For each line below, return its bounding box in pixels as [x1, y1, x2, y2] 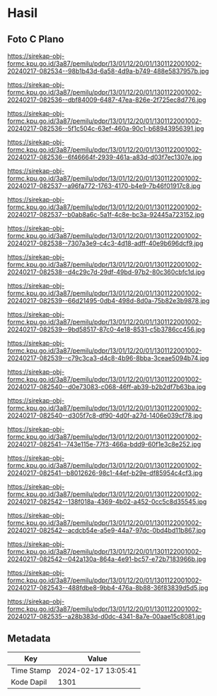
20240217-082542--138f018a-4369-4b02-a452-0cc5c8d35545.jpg [7, 497, 207, 506]
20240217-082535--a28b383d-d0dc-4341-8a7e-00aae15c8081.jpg [7, 613, 206, 620]
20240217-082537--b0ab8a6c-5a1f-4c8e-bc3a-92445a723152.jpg [7, 211, 205, 218]
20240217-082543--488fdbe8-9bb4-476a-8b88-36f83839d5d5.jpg [7, 584, 209, 591]
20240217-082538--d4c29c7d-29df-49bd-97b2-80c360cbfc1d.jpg [7, 268, 205, 276]
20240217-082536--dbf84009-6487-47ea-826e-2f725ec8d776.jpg [7, 95, 206, 104]
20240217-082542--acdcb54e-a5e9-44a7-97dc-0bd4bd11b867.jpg [7, 526, 206, 534]
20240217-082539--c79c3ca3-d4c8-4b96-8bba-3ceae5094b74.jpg [7, 354, 209, 362]
